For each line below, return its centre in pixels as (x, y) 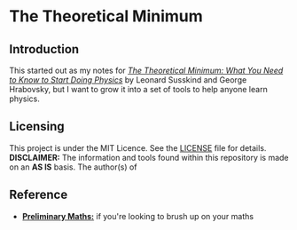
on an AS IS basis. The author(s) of (73, 167)
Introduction (44, 49)
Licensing (37, 127)
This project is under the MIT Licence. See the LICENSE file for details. (138, 147)
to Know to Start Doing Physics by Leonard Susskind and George (128, 80)
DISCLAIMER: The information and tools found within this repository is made (149, 157)
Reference (39, 195)
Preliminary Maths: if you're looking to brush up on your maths (138, 216)
